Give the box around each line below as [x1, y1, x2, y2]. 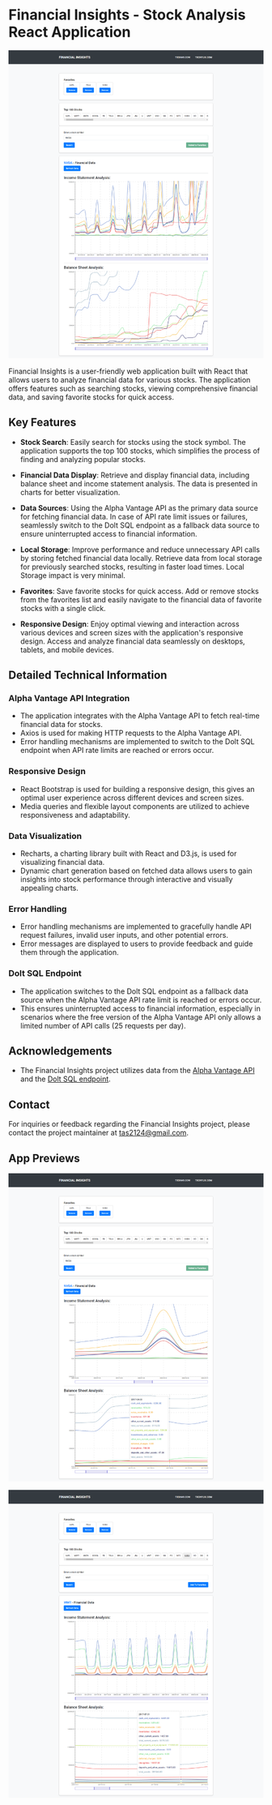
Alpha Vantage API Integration [8, 692, 130, 704]
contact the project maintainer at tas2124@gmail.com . [8, 1128, 189, 1138]
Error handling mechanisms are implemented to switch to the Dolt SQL [19, 737, 255, 746]
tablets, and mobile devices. [19, 644, 115, 654]
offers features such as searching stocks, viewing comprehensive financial [8, 383, 258, 393]
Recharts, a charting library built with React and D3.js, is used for [19, 849, 237, 858]
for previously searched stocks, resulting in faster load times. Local [19, 562, 244, 571]
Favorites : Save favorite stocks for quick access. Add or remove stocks [19, 586, 259, 596]
